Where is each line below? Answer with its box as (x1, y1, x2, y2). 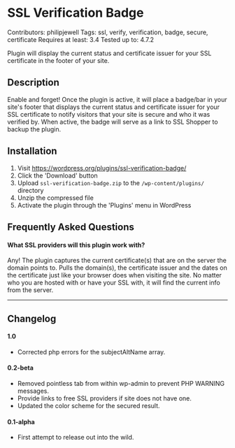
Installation (7, 145, 57, 157)
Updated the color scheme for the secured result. (17, 401, 160, 410)
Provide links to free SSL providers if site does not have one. (17, 393, 192, 403)
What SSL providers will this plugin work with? (7, 240, 145, 249)
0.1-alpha (7, 417, 35, 426)
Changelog (7, 312, 57, 324)
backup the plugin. (7, 124, 62, 133)
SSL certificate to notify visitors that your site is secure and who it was (7, 110, 211, 118)
